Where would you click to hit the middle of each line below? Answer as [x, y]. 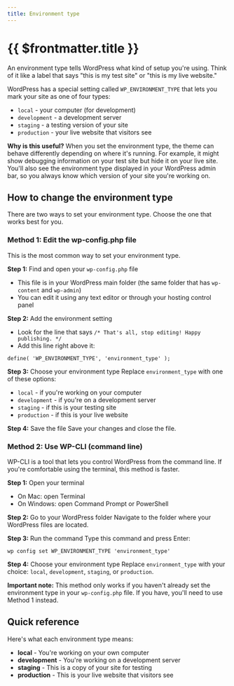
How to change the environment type [90, 197]
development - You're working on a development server [99, 660]
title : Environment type [43, 14]
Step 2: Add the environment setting [60, 318]
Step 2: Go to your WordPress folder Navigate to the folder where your [109, 517]
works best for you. [35, 222]
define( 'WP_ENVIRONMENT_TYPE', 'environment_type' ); [89, 358]
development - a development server [69, 117]
